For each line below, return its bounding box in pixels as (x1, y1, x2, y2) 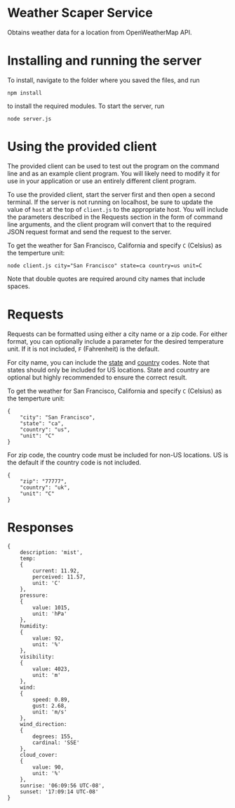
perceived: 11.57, (32, 573, 86, 580)
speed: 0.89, (32, 696, 71, 703)
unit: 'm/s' (32, 708, 68, 715)
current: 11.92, (32, 567, 80, 574)
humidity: (20, 622, 49, 629)
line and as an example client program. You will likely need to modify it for (7, 169, 220, 177)
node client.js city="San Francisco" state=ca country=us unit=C (7, 262, 202, 269)
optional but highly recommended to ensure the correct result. (7, 373, 187, 382)
